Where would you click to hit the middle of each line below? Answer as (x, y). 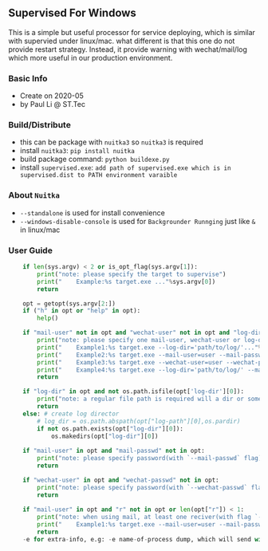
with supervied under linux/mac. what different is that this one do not (122, 41)
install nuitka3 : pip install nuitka (77, 151)
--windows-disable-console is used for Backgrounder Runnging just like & (138, 221)
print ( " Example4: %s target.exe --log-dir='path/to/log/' (141, 370)
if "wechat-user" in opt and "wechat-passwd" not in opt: (121, 480)
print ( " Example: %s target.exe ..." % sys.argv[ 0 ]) (126, 281)
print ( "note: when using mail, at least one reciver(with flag (144, 518)
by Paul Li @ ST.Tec (53, 104)
